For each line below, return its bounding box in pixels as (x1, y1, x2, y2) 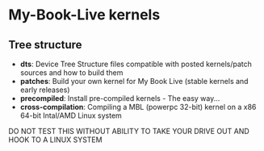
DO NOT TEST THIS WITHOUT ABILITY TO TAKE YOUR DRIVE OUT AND (8, 127, 250, 136)
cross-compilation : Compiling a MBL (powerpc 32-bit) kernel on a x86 (19, 103, 257, 111)
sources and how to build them (19, 68, 124, 78)
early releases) (19, 85, 70, 94)
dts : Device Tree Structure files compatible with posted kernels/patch (19, 59, 253, 69)
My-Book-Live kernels (8, 6, 161, 24)
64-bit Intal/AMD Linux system (19, 111, 123, 120)
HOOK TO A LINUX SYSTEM (8, 135, 103, 145)
